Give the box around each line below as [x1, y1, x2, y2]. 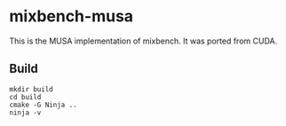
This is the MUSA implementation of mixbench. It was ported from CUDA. [9, 35, 278, 46]
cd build [9, 92, 42, 101]
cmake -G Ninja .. [9, 100, 77, 109]
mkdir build [9, 84, 53, 94]
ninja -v [9, 108, 42, 117]
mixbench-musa [9, 6, 134, 27]
